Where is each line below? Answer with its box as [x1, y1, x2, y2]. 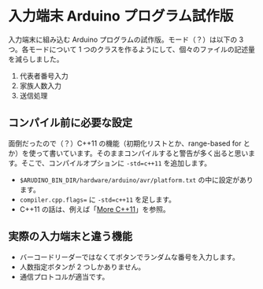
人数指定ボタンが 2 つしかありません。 [19, 261, 146, 272]
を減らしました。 [8, 54, 64, 64]
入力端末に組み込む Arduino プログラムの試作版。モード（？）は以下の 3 [8, 35, 244, 44]
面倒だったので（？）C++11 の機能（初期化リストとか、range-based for [8, 139, 242, 148]
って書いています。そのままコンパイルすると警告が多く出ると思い [35, 148, 249, 157]
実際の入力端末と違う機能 [8, 230, 132, 243]
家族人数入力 [19, 80, 61, 91]
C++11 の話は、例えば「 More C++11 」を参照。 [19, 204, 171, 213]
